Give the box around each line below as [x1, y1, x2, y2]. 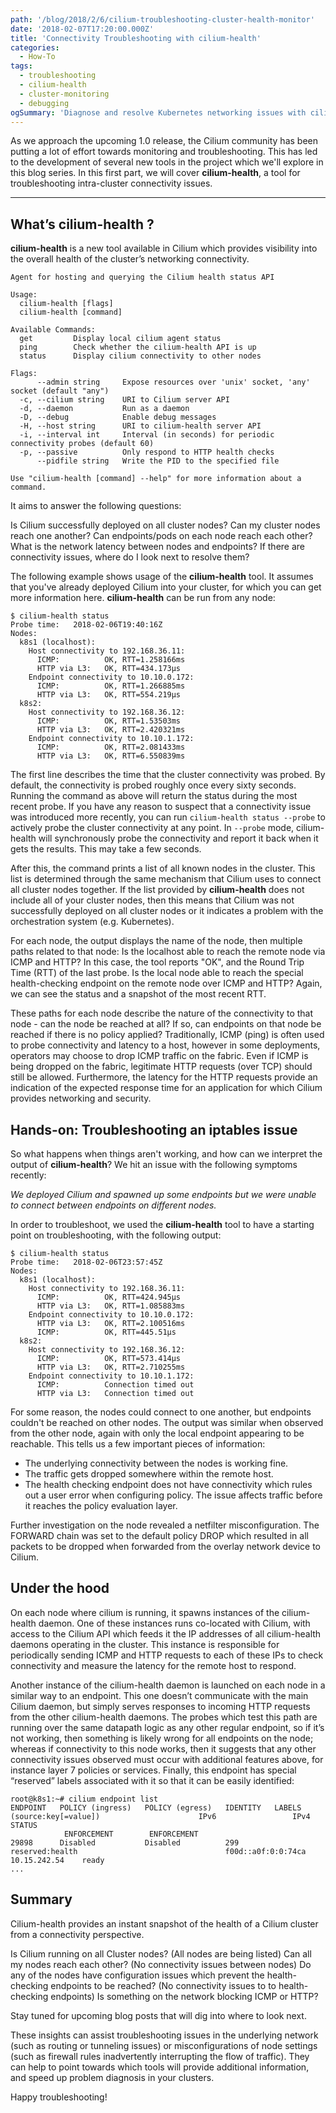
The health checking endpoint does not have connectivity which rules [24, 1479, 313, 1490]
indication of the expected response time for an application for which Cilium [10, 1082, 323, 1094]
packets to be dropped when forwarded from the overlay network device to [10, 1541, 321, 1552]
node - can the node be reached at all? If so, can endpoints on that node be [10, 1018, 322, 1030]
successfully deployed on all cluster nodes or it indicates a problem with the [10, 905, 324, 917]
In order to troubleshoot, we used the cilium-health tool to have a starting [10, 1219, 315, 1230]
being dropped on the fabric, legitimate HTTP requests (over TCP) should [10, 1061, 313, 1073]
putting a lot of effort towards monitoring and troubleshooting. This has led [10, 146, 318, 158]
